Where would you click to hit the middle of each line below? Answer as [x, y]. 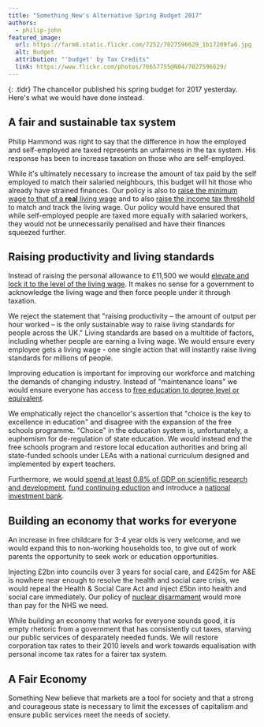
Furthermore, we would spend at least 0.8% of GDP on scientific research [128, 479]
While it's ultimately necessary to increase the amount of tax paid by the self [132, 173]
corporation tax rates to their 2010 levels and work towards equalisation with [132, 646]
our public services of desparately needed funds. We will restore [113, 638]
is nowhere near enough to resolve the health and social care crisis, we [124, 580]
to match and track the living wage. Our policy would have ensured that [124, 207]
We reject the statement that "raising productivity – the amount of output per [132, 316]
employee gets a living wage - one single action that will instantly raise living [132, 350]
